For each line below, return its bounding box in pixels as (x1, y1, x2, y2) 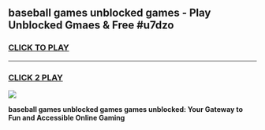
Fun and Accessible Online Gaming (8, 113, 125, 122)
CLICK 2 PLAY (8, 72, 63, 83)
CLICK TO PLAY (8, 43, 69, 54)
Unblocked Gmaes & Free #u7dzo (8, 19, 174, 32)
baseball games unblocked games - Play (8, 6, 211, 20)
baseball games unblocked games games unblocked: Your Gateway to (8, 104, 243, 113)
